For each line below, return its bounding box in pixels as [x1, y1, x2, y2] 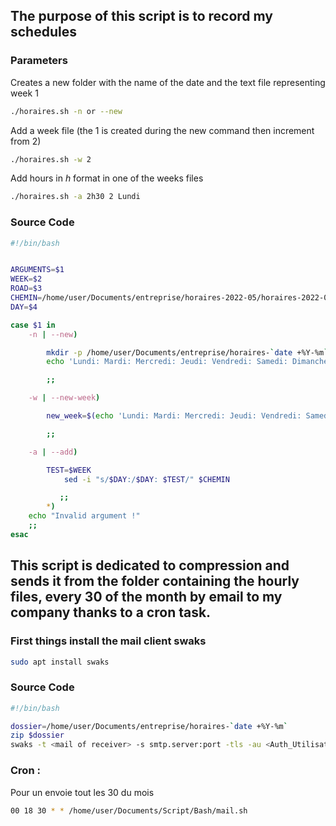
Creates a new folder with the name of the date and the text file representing [10, 76, 326, 88]
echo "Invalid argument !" [28, 511, 141, 521]
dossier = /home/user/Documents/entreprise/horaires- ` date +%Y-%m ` [10, 721, 288, 731]
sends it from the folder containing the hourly [10, 573, 300, 590]
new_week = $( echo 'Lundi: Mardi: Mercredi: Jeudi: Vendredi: [46, 411, 302, 421]
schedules [10, 24, 77, 41]
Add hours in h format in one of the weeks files [10, 172, 204, 184]
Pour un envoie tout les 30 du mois [10, 786, 155, 798]
